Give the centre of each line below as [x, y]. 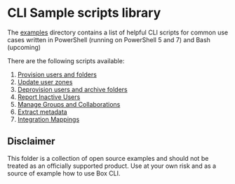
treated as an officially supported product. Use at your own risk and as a [112, 166]
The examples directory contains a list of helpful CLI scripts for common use [118, 32]
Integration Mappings [48, 119]
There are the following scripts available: [66, 60]
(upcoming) [24, 47]
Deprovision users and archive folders [72, 89]
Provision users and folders [57, 74]
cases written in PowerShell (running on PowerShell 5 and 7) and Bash [109, 39]
